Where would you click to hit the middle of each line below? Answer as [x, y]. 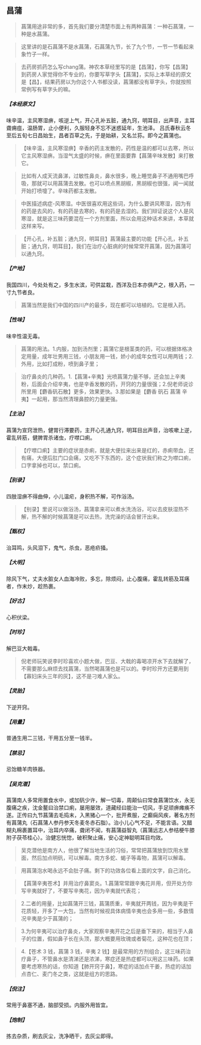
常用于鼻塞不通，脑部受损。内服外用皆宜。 [59, 1005]
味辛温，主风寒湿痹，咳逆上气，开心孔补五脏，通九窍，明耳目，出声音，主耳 [100, 120]
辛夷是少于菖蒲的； [50, 919]
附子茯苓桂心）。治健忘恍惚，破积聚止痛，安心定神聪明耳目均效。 [86, 838]
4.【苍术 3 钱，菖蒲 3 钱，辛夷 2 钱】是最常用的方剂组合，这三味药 [103, 952]
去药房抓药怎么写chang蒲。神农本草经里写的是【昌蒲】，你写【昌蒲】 [106, 67]
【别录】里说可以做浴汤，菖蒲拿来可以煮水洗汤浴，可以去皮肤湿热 [102, 509]
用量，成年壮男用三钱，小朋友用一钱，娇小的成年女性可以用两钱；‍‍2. [110, 356]
